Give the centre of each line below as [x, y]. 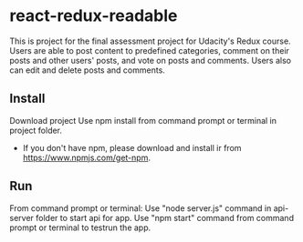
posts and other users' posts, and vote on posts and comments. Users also [151, 60]
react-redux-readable [94, 16]
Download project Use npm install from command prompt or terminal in [143, 120]
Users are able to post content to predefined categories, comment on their [150, 50]
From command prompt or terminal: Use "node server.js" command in [141, 208]
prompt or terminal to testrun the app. [80, 227]
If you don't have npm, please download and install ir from [132, 147]
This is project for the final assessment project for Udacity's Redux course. [150, 41]
